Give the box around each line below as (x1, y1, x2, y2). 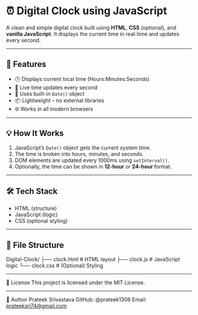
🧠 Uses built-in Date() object (14, 90, 85, 97)
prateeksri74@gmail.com (6, 303, 67, 310)
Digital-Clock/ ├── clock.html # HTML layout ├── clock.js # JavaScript (6, 256, 180, 263)
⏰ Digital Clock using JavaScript (6, 4, 167, 18)
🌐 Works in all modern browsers (14, 105, 93, 112)
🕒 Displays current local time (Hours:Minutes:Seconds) (14, 75, 150, 82)
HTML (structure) (14, 205, 57, 212)
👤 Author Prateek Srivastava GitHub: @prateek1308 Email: (6, 296, 147, 303)
